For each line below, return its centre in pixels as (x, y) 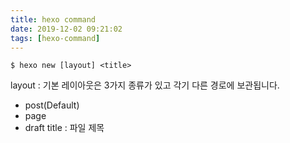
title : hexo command (53, 19)
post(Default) (52, 105)
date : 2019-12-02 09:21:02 (66, 29)
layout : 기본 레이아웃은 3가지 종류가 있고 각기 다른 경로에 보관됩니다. (145, 85)
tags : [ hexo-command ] (55, 38)
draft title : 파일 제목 (64, 128)
